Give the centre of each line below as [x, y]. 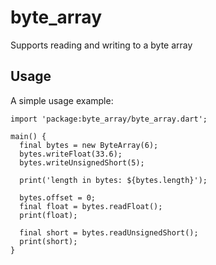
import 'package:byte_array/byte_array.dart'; [109, 119]
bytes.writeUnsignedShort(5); [82, 162]
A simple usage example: [62, 100]
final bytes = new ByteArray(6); [89, 145]
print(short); [48, 241]
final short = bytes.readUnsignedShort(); [109, 232]
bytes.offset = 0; [58, 197]
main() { [28, 136]
